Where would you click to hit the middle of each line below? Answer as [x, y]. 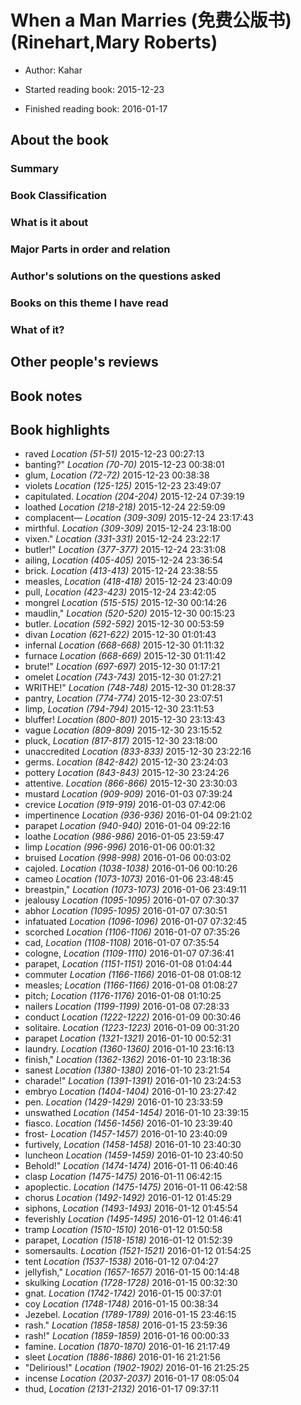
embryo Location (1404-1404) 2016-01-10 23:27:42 [131, 1092]
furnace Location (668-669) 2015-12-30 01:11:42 [125, 656]
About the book [60, 140]
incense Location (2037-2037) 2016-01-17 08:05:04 [132, 1378]
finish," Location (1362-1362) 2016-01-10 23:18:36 [128, 1060]
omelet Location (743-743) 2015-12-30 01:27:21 [123, 677]
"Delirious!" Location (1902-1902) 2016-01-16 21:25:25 [137, 1368]
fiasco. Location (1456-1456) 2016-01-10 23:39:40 [128, 1123]
